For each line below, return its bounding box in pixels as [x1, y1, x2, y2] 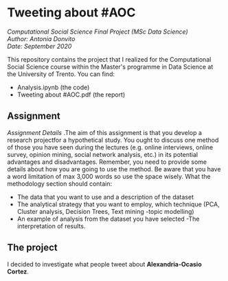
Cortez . [7, 267, 30, 276]
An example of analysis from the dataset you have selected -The [16, 215, 201, 223]
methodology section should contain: [7, 180, 113, 188]
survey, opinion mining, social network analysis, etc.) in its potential [7, 150, 198, 158]
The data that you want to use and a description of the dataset [16, 193, 194, 201]
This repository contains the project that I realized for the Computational [7, 55, 212, 63]
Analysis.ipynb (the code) [16, 83, 90, 91]
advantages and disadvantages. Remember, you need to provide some [7, 158, 207, 166]
